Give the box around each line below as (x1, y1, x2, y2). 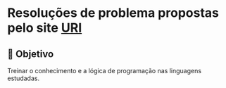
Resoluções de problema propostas (7, 5, 220, 21)
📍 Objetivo (7, 48, 54, 60)
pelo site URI (7, 20, 82, 36)
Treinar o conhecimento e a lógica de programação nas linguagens (7, 67, 202, 75)
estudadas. (7, 74, 40, 82)
